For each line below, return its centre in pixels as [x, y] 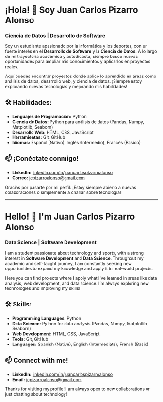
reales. [12, 67]
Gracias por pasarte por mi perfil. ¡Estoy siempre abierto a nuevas [71, 188]
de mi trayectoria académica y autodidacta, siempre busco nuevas [72, 57]
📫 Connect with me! [37, 360]
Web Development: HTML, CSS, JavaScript [56, 334]
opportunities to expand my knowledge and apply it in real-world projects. [79, 268]
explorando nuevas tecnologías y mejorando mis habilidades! [66, 87]
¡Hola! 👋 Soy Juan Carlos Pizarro [72, 10]
